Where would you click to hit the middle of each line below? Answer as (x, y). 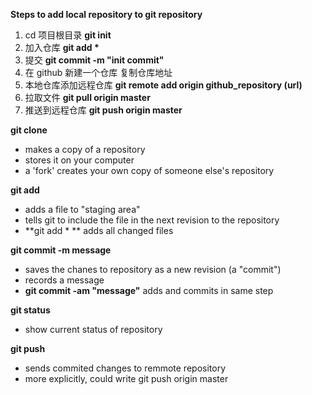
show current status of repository (93, 329)
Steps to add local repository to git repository (106, 14)
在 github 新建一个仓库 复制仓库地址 (98, 72)
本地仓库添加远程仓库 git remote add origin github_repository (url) (163, 85)
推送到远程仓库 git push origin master (103, 110)
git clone (29, 130)
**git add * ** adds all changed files (99, 230)
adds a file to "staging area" (82, 209)
